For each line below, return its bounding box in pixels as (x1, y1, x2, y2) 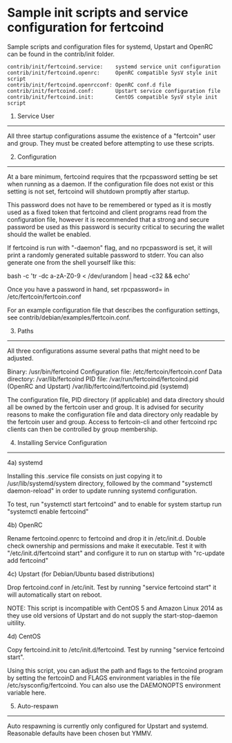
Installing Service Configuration (17, 438, 107, 446)
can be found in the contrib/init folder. (7, 50, 115, 58)
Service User (17, 112, 55, 120)
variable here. (7, 688, 47, 697)
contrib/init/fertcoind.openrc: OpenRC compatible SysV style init (7, 69, 217, 76)
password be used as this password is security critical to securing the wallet (7, 222, 224, 231)
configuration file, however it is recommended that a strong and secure (7, 215, 209, 223)
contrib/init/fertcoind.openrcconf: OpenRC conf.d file (7, 81, 171, 88)
